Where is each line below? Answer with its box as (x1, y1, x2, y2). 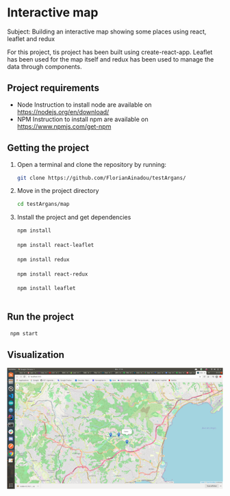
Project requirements (7, 82, 99, 94)
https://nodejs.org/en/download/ (16, 107, 110, 116)
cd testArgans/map (16, 200, 70, 208)
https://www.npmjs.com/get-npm (16, 122, 112, 131)
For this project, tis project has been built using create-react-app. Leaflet (7, 48, 213, 56)
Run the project (7, 311, 74, 323)
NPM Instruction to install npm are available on (16, 115, 149, 123)
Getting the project (7, 142, 90, 154)
